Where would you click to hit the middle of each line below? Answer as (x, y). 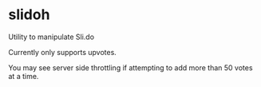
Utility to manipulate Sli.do (51, 37)
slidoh (29, 15)
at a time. (24, 76)
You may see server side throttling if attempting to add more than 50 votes (130, 67)
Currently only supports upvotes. (63, 52)
